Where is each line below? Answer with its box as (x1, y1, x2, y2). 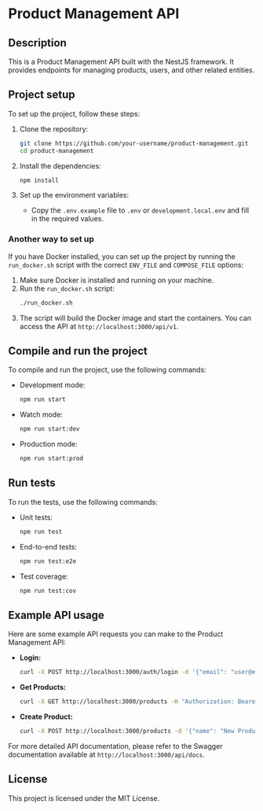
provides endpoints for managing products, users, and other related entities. (8, 65, 255, 75)
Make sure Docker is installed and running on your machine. (19, 275, 214, 284)
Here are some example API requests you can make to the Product (8, 629, 224, 639)
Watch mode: (19, 410, 63, 420)
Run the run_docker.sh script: (19, 283, 115, 293)
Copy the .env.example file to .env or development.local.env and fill (31, 206, 250, 215)
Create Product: (19, 712, 73, 721)
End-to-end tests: (19, 542, 77, 551)
